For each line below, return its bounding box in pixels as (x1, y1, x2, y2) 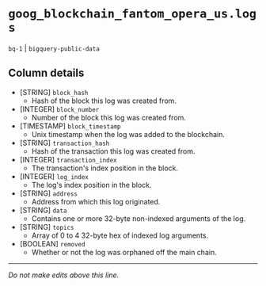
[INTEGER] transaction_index (19, 154, 117, 164)
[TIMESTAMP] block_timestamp (19, 121, 121, 131)
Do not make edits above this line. (8, 270, 120, 280)
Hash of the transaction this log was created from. (31, 146, 196, 156)
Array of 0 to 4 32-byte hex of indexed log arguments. (31, 231, 208, 240)
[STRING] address (19, 189, 78, 198)
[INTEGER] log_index (19, 171, 89, 181)
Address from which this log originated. (31, 196, 161, 206)
